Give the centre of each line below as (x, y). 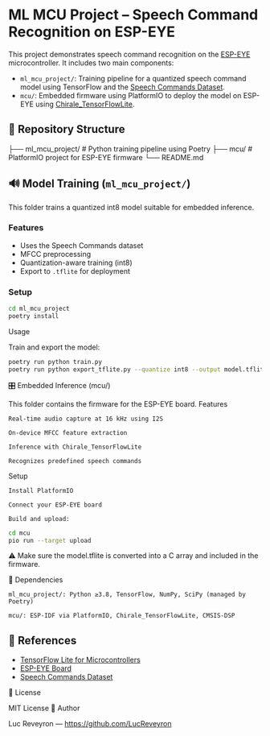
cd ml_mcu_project (39, 309)
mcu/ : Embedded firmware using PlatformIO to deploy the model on (131, 95)
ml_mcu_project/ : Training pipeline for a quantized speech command (133, 78)
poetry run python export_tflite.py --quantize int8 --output (115, 369)
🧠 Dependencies (36, 580)
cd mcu (19, 533)
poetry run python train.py (55, 362)
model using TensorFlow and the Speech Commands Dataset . (122, 87)
